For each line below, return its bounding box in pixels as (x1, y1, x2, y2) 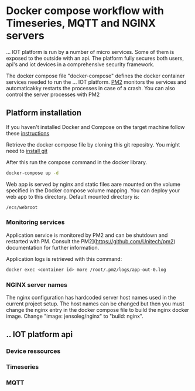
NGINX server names (6, 280, 67, 288)
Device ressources (6, 347, 61, 355)
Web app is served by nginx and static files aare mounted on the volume (6, 181, 180, 188)
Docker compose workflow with (6, 4, 164, 18)
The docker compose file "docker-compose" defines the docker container (6, 72, 185, 79)
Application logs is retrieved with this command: (6, 255, 122, 262)
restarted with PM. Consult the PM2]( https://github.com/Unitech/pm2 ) (6, 237, 176, 244)
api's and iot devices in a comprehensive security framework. (6, 60, 155, 68)
